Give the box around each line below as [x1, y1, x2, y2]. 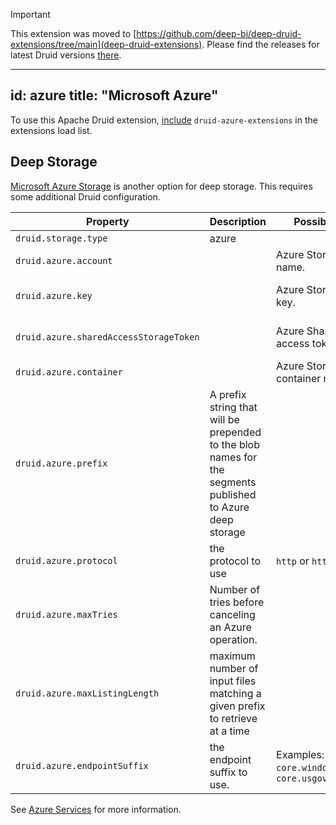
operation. [209, 632, 258, 646]
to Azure [209, 500, 250, 514]
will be [209, 412, 240, 426]
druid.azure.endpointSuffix [15, 760, 149, 771]
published [209, 487, 257, 501]
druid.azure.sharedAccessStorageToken [15, 331, 200, 343]
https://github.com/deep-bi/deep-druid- [136, 28, 302, 39]
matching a [209, 686, 262, 700]
